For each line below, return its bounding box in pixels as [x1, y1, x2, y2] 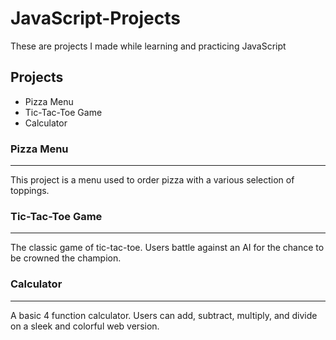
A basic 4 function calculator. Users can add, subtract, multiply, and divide [10, 309, 318, 321]
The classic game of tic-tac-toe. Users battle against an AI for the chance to [10, 242, 325, 254]
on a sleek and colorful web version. [10, 320, 160, 332]
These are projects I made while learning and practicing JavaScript [10, 40, 287, 52]
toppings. [10, 185, 50, 197]
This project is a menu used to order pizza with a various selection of [10, 174, 295, 186]
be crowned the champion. [10, 252, 122, 264]
